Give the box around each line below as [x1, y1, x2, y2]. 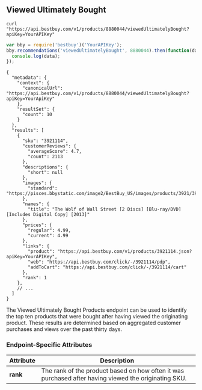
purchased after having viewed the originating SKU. [41, 374, 187, 382]
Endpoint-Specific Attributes [6, 341, 93, 349]
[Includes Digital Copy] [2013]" [6, 212, 90, 218]
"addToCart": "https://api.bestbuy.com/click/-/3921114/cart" [28, 264, 187, 270]
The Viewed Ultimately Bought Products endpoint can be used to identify [6, 306, 187, 314]
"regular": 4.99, [28, 227, 71, 234]
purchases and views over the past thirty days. [6, 326, 122, 333]
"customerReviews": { [22, 143, 77, 149]
